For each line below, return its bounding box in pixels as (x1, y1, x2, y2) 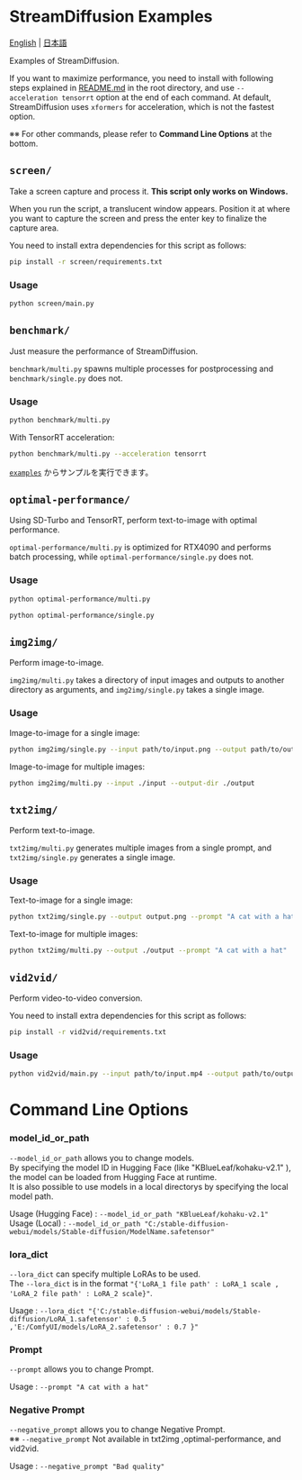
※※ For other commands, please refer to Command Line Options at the (9, 128, 272, 139)
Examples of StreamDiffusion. (9, 55, 120, 66)
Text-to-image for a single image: (9, 894, 133, 906)
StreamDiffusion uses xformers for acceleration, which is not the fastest (9, 101, 275, 112)
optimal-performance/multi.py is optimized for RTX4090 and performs (9, 542, 271, 553)
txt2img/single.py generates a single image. (9, 852, 176, 863)
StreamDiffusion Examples (9, 6, 213, 27)
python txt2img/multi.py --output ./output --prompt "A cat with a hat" (9, 946, 288, 956)
